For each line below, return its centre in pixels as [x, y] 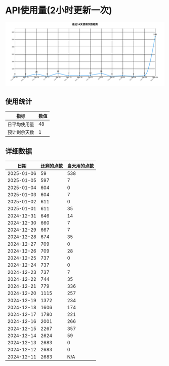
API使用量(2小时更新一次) [59, 10]
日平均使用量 [21, 124]
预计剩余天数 [21, 132]
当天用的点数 [80, 166]
